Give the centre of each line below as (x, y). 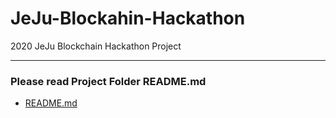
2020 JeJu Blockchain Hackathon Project (96, 46)
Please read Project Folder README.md (108, 81)
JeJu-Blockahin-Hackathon (128, 18)
